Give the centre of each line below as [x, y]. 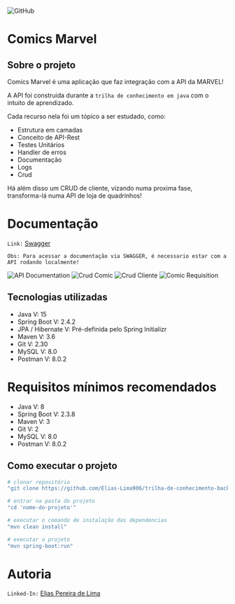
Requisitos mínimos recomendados [112, 387]
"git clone [23, 488]
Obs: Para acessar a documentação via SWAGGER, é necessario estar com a [117, 256]
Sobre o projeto [41, 65]
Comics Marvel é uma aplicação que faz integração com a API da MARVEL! [115, 82]
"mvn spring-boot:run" [40, 546]
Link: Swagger [29, 243]
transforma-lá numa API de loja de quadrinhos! [74, 195]
